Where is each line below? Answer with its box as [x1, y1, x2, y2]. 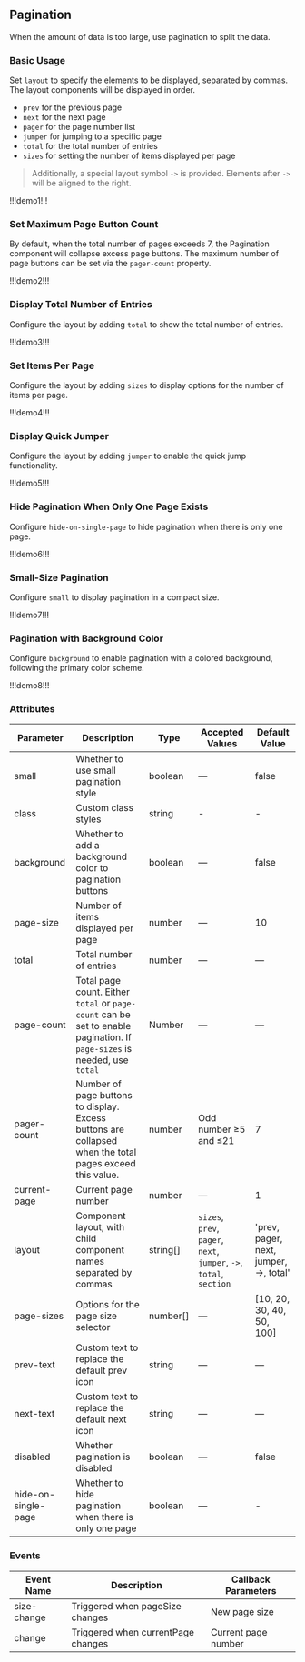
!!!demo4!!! [9, 407, 50, 417]
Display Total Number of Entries [9, 298, 152, 311]
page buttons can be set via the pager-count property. [9, 258, 212, 269]
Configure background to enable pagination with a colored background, [9, 653, 273, 664]
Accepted [200, 726, 244, 739]
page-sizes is [75, 1043, 133, 1056]
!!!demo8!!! [9, 680, 50, 691]
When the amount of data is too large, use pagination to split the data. [9, 31, 271, 42]
